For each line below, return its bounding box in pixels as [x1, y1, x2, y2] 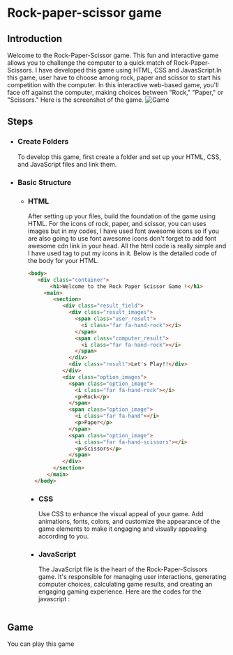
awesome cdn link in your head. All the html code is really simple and [27, 241, 227, 250]
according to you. [38, 532, 89, 541]
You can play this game [7, 640, 75, 648]
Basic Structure [17, 177, 72, 187]
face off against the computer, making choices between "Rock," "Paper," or [7, 89, 224, 96]
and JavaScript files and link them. [17, 160, 117, 168]
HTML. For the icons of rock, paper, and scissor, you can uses [27, 219, 207, 227]
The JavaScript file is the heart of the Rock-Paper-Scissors [38, 565, 208, 573]
